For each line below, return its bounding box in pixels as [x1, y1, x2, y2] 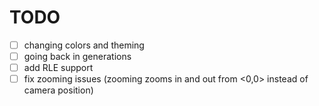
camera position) [23, 84, 94, 96]
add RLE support [23, 62, 94, 74]
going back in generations [23, 51, 132, 62]
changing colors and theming [23, 39, 145, 51]
